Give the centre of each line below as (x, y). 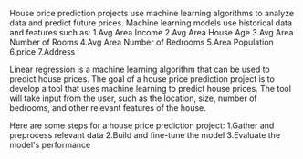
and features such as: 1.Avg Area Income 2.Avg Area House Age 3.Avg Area (151, 32)
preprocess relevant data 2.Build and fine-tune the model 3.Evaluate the (145, 135)
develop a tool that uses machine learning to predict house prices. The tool (151, 89)
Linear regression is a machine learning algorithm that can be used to (140, 69)
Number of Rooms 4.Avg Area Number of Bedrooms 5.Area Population (141, 42)
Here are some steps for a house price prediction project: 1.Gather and (142, 125)
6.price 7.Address (42, 52)
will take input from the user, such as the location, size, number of (133, 98)
